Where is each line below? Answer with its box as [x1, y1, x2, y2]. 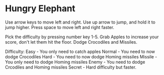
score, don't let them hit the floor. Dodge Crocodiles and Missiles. [5, 39, 138, 45]
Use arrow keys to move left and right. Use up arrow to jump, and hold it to [5, 19, 156, 25]
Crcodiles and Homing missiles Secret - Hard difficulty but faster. [5, 64, 137, 70]
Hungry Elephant [5, 3, 76, 14]
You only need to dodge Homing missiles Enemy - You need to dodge [5, 59, 145, 65]
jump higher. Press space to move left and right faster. [5, 24, 115, 30]
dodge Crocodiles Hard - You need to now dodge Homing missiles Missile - [5, 53, 158, 59]
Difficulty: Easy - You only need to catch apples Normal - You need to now [5, 49, 155, 54]
